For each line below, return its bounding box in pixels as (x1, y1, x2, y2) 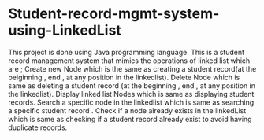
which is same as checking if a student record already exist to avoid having (8, 114, 252, 123)
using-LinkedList (8, 21, 122, 39)
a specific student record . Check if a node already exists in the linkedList (8, 105, 247, 115)
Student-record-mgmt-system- (8, 5, 220, 23)
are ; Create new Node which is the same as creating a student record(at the (8, 64, 257, 73)
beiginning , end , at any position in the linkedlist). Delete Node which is (8, 72, 240, 82)
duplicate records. (8, 123, 68, 132)
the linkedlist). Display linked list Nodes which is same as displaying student (8, 89, 255, 98)
